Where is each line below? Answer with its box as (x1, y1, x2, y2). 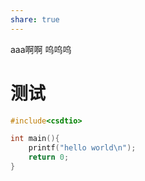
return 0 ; (28, 152, 70, 163)
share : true (10, 14, 60, 25)
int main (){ (10, 134, 60, 144)
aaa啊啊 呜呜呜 (10, 43, 72, 55)
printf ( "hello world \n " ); (28, 143, 137, 153)
